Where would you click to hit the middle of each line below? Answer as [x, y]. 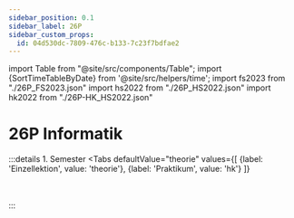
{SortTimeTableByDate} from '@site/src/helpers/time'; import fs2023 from [147, 79]
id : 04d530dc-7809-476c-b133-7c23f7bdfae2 [98, 43]
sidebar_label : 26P [45, 26]
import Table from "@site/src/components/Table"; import [115, 69]
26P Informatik [66, 134]
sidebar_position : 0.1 [51, 18]
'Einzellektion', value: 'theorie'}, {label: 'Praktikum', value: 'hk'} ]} [129, 169]
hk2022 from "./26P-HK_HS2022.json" [81, 98]
